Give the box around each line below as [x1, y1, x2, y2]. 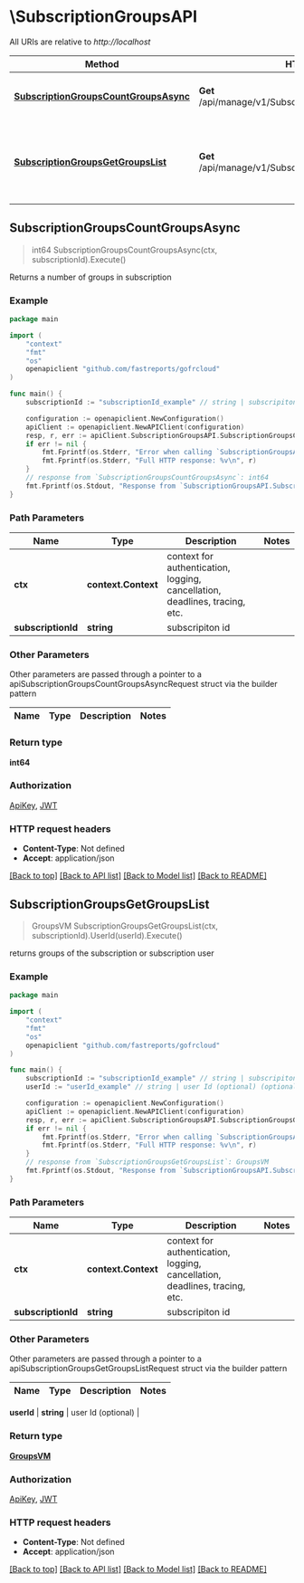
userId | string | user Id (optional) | [9, 1407, 140, 1418]
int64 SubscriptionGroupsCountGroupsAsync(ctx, [31, 244, 218, 255]
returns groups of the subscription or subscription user [9, 948, 214, 958]
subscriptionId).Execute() [31, 253, 127, 264]
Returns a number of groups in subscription [9, 272, 172, 282]
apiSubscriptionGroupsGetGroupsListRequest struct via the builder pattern [9, 1363, 288, 1374]
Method [84, 57, 119, 70]
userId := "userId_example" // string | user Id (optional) [25, 1082, 257, 1092]
